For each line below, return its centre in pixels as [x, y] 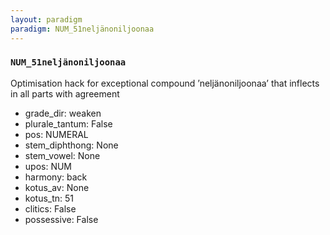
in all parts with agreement [65, 93]
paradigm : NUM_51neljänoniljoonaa [82, 29]
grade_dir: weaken [63, 113]
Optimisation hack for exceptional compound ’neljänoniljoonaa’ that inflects [165, 83]
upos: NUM [48, 166]
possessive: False [61, 219]
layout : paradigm [46, 19]
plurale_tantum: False [68, 123]
